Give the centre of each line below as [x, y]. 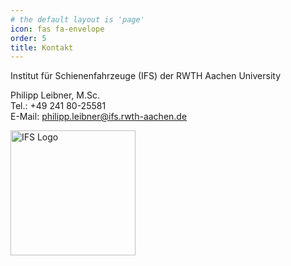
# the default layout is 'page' [77, 19]
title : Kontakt [42, 47]
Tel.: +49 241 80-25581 [58, 106]
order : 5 [28, 38]
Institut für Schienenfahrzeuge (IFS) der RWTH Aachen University [146, 76]
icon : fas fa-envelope [57, 29]
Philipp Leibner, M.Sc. [55, 95]
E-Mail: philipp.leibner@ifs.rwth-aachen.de [99, 117]
